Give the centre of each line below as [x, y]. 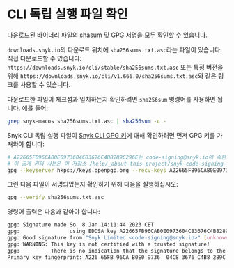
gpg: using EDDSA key [62, 231]
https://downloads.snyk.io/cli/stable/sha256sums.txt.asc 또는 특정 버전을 [115, 67]
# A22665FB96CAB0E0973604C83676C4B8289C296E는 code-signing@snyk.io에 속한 [117, 157]
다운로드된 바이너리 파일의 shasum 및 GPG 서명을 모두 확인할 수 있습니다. [107, 35]
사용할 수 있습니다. [45, 84]
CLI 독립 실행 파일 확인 [68, 14]
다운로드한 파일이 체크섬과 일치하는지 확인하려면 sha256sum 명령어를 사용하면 [111, 99]
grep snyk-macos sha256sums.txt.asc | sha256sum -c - [87, 121]
